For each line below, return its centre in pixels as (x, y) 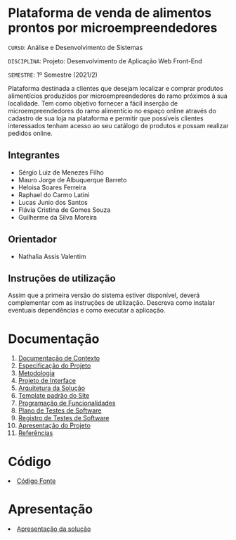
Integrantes (34, 155)
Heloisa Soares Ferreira (52, 187)
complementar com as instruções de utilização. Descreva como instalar (111, 303)
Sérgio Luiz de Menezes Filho (61, 172)
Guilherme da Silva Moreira (58, 217)
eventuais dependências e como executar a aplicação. (87, 310)
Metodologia (37, 373)
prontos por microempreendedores (113, 28)
